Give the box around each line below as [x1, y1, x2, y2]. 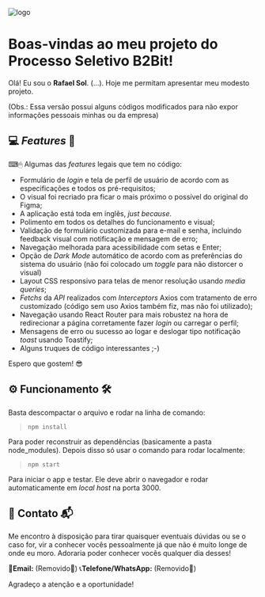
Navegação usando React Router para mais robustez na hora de [19, 310, 229, 319]
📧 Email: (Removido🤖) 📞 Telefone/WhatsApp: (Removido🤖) [8, 564, 196, 573]
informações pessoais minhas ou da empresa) [8, 110, 159, 120]
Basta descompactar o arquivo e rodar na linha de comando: [8, 408, 206, 417]
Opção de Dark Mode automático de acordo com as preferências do [19, 250, 243, 260]
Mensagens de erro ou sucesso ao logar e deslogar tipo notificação [19, 326, 241, 336]
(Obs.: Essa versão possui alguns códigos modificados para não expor [8, 101, 239, 111]
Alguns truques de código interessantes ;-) [19, 343, 160, 352]
